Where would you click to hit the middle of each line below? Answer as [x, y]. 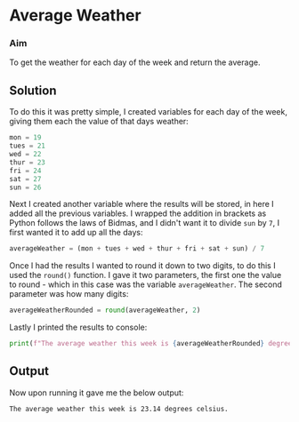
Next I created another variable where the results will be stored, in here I [141, 204]
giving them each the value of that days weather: [99, 122]
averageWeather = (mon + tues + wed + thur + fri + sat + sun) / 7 [137, 249]
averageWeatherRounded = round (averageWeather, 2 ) [105, 311]
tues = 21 [28, 146]
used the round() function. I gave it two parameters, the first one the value [145, 275]
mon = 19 [25, 138]
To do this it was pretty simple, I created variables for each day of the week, [148, 112]
